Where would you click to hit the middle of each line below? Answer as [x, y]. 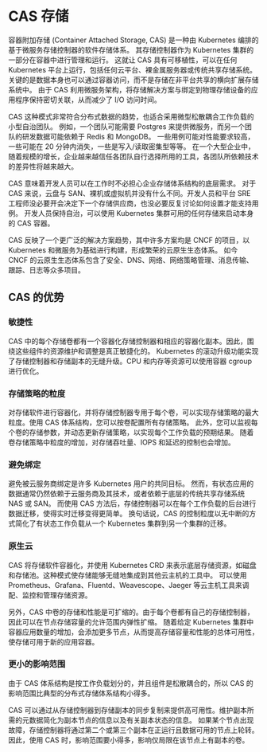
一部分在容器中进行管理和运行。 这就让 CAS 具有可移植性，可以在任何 [123, 60]
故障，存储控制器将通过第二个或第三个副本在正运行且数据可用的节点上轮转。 [133, 730]
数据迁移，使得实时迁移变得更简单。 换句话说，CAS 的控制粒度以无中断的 [129, 514]
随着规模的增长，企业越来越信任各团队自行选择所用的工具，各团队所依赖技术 [133, 156]
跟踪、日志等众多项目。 [46, 270]
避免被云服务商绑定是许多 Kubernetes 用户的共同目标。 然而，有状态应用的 [131, 484]
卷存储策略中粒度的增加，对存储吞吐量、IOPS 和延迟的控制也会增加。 [122, 442]
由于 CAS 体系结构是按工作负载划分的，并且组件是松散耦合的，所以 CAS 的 [131, 683]
